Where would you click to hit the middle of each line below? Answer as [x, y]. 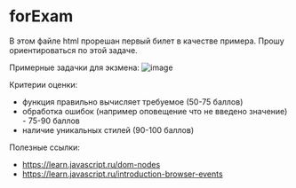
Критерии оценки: [44, 84]
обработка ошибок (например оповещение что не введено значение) [155, 111]
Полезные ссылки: [44, 147]
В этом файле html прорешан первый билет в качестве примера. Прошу [147, 41]
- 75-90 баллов [51, 121]
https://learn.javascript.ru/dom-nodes [91, 164]
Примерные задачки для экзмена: [75, 67]
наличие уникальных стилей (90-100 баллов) [108, 129]
